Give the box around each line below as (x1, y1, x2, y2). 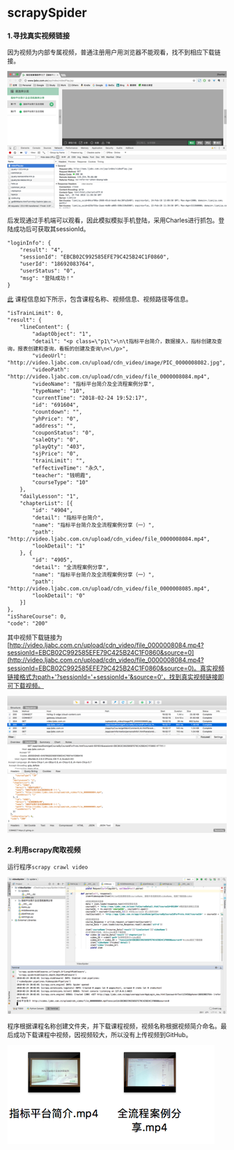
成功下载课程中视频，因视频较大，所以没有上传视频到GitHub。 (13, 1030, 192, 1039)
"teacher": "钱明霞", (32, 472, 92, 479)
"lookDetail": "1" (32, 543, 86, 550)
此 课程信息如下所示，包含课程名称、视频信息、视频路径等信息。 (7, 295, 192, 304)
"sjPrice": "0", (32, 451, 79, 458)
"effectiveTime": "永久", (32, 465, 106, 472)
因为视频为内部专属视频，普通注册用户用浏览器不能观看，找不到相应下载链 (7, 48, 221, 56)
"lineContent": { (19, 324, 70, 331)
